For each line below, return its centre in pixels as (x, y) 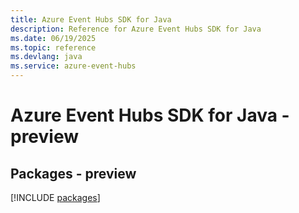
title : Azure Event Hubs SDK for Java (91, 19)
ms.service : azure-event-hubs (73, 66)
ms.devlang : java (46, 57)
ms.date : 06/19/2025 (53, 38)
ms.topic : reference (53, 47)
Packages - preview (73, 173)
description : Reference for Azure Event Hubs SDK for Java (136, 29)
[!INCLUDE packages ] (55, 197)
